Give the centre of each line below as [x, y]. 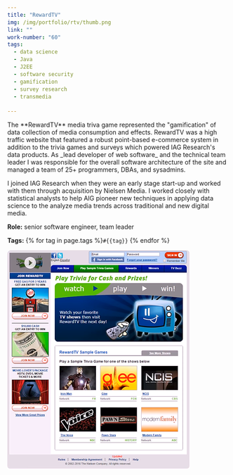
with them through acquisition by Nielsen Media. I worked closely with [108, 191]
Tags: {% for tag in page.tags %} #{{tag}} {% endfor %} [88, 241]
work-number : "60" [34, 37]
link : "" [20, 30]
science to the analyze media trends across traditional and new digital [108, 206]
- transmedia [33, 96]
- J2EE [23, 67]
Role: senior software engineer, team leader [71, 227]
